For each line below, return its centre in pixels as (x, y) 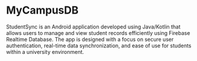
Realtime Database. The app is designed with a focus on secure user (90, 39)
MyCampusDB (42, 10)
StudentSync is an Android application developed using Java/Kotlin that (93, 27)
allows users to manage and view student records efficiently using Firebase (98, 33)
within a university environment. (45, 52)
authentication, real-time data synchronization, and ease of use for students (99, 46)
